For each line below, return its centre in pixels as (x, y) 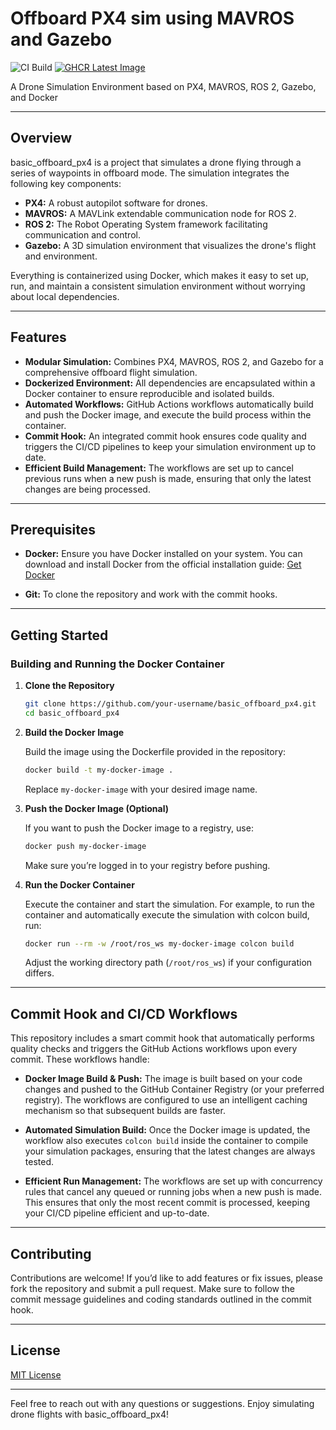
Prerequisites (53, 529)
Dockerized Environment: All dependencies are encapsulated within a (170, 383)
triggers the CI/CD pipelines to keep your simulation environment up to (170, 446)
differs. (39, 973)
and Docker (34, 97)
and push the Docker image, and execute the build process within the (168, 414)
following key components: (66, 183)
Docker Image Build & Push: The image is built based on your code (163, 1079)
